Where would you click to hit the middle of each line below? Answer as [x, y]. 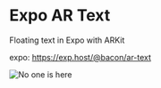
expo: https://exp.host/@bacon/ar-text [80, 57]
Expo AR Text [60, 16]
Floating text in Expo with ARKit [67, 40]
